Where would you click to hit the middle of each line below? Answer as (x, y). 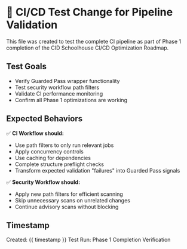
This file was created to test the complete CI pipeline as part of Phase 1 (93, 41)
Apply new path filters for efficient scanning (69, 194)
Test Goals (26, 67)
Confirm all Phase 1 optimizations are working (71, 100)
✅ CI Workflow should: (35, 133)
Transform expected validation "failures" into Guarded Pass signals (97, 170)
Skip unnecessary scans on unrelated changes (72, 200)
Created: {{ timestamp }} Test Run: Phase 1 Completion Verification (88, 240)
